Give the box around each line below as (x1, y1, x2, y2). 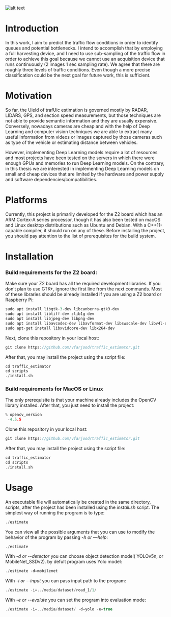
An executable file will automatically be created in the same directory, (5, 499, 151, 505)
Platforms (5, 194, 47, 206)
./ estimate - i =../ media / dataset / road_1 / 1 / (5, 587, 97, 593)
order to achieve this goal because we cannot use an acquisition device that (5, 56, 165, 62)
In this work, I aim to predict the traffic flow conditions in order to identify (5, 39, 159, 45)
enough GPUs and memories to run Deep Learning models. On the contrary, (5, 160, 164, 166)
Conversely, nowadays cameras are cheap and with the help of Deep (5, 123, 150, 129)
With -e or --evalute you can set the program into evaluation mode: (5, 597, 146, 603)
